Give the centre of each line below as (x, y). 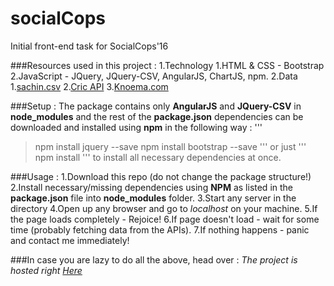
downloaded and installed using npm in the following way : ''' (136, 127)
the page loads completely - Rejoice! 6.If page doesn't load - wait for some (165, 219)
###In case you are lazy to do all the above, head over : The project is (154, 259)
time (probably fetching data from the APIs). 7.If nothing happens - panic (160, 229)
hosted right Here (46, 270)
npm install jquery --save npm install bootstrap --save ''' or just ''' (170, 146)
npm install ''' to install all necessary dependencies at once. (158, 157)
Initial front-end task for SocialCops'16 (89, 46)
